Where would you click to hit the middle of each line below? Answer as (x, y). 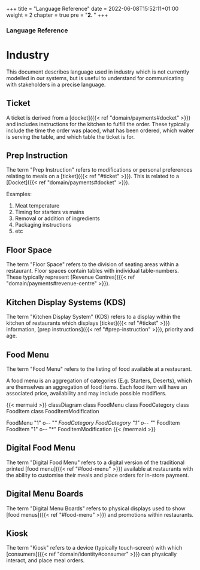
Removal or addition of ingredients (57, 218)
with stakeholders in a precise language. (56, 84)
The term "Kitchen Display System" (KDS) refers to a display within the (93, 317)
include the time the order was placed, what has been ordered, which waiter (100, 130)
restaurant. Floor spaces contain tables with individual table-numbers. (93, 271)
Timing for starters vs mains (50, 212)
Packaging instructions (43, 225)
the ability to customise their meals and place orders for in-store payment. (98, 475)
